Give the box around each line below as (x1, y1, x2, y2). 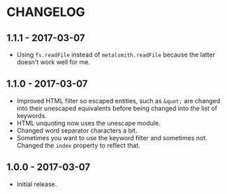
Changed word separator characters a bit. (16, 126, 138, 135)
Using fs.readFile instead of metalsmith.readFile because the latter (16, 50, 216, 59)
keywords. (16, 111, 47, 119)
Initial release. (16, 179, 57, 188)
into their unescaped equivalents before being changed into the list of (16, 104, 218, 112)
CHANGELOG (6, 4, 85, 20)
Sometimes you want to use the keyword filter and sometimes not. (16, 133, 207, 142)
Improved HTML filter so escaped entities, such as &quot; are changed (16, 96, 221, 105)
